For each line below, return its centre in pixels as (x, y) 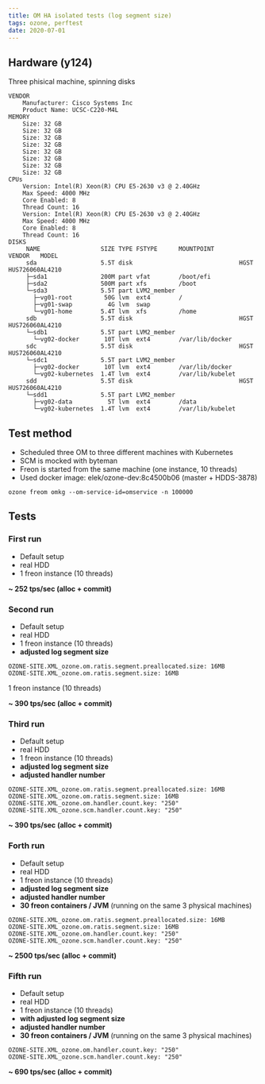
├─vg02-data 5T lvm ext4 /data (115, 402)
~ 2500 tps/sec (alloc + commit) (63, 955)
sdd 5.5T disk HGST (140, 381)
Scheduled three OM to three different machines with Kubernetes (127, 452)
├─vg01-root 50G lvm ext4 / (108, 298)
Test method (40, 433)
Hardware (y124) (50, 62)
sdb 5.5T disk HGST (140, 318)
